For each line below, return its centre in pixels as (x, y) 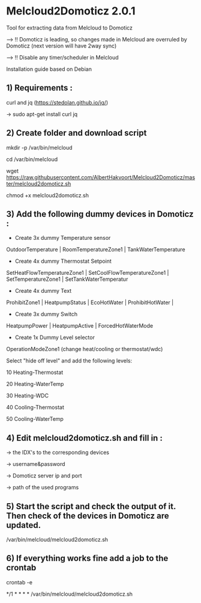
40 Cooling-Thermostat (35, 408)
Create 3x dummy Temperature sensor (63, 238)
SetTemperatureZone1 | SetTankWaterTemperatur (67, 279)
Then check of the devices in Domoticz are (88, 516)
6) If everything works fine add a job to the (87, 558)
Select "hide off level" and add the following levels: (69, 361)
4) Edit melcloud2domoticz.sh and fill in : (85, 438)
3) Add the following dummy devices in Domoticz (100, 214)
